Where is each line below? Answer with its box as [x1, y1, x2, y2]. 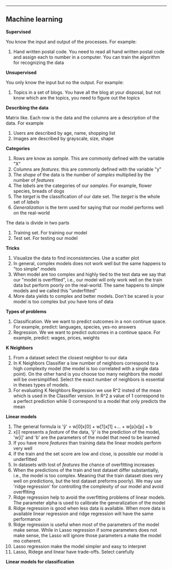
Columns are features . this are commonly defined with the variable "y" [13, 166, 162, 172]
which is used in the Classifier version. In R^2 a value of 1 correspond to [13, 393, 165, 399]
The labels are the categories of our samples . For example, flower [13, 182, 152, 189]
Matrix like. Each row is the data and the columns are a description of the [6, 114, 160, 120]
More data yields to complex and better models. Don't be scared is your [13, 293, 164, 299]
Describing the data [6, 105, 49, 111]
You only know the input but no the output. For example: [6, 79, 124, 85]
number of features [13, 177, 54, 183]
